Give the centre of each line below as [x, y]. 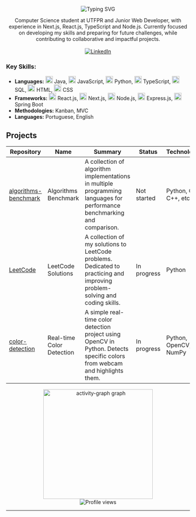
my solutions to [105, 244]
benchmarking [104, 213]
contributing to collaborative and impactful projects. [98, 39]
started [146, 198]
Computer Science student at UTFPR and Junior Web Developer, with [98, 20]
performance [102, 206]
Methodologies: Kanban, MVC [51, 111]
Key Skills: [21, 66]
